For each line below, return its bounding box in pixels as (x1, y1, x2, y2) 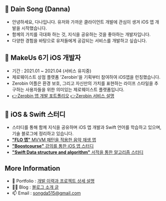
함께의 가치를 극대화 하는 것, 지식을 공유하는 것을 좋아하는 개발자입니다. (11, 31, 151, 37)
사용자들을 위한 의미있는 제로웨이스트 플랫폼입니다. (25, 86, 124, 92)
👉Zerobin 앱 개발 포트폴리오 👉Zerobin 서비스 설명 (11, 93, 114, 99)
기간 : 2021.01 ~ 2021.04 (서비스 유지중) (11, 68, 91, 74)
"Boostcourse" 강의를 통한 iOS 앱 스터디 (11, 143, 94, 149)
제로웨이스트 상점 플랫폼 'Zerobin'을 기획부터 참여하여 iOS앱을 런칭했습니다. (11, 74, 161, 80)
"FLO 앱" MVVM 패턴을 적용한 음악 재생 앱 (11, 137, 96, 143)
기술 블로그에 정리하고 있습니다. (11, 131, 73, 137)
